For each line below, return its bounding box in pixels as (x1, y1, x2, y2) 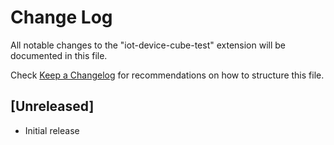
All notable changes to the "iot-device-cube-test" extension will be (10, 39, 287, 51)
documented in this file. (10, 49, 108, 61)
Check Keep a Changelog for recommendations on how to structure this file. (10, 69, 325, 81)
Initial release (24, 124, 80, 136)
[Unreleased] (10, 98, 95, 115)
